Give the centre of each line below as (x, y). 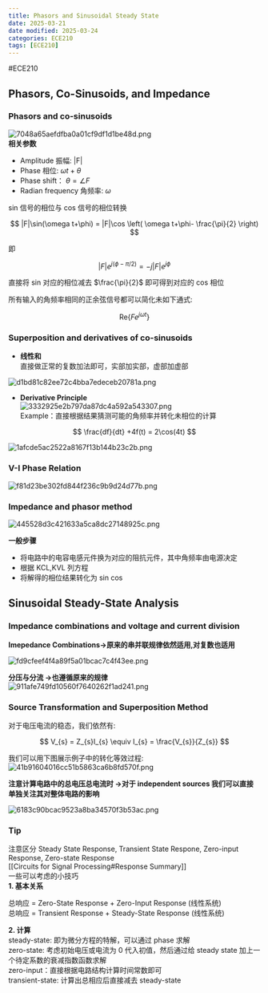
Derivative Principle (54, 398)
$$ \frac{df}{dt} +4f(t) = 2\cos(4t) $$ (134, 432)
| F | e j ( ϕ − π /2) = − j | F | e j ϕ (134, 265)
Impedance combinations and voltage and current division (124, 626)
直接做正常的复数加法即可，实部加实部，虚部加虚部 (104, 367)
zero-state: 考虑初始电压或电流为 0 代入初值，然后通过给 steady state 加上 (131, 950)
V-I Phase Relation (45, 468)
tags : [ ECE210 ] (34, 46)
